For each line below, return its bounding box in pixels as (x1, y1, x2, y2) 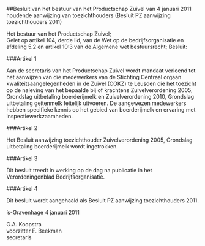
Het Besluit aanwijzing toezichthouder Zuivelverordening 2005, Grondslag (6, 136, 193, 144)
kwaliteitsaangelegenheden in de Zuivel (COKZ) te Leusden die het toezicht (6, 80, 197, 87)
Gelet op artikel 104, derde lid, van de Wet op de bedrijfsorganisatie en (6, 37, 184, 44)
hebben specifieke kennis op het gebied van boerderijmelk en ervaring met (6, 106, 196, 113)
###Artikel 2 (6, 125, 38, 131)
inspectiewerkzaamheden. (6, 113, 73, 120)
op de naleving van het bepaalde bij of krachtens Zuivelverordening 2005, (6, 86, 193, 94)
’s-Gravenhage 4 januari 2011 (6, 209, 80, 216)
